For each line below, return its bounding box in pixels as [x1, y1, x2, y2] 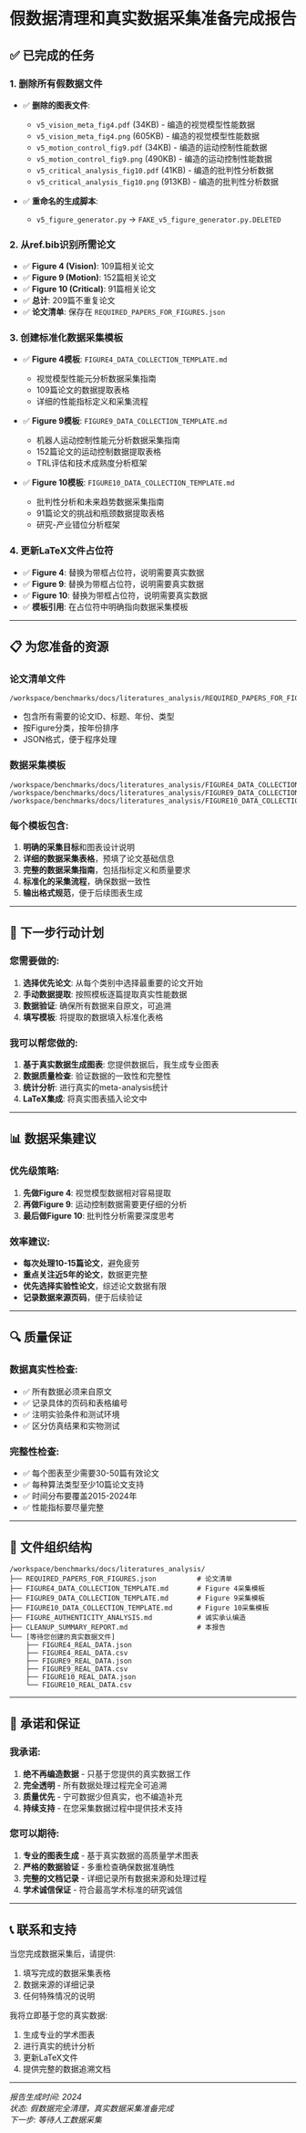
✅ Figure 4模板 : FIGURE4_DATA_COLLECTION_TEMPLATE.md [22, 353, 228, 365]
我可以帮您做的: [9, 1036, 78, 1049]
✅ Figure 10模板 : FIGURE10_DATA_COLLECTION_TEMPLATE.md [22, 477, 235, 489]
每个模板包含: [9, 819, 69, 832]
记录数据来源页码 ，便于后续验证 [22, 1292, 143, 1303]
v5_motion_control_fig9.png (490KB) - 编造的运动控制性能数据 [36, 152, 273, 164]
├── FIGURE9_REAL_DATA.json [25, 1656, 132, 1665]
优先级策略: [9, 1165, 60, 1178]
